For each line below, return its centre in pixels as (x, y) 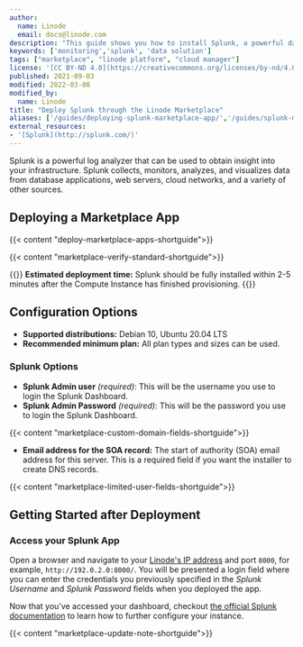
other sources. (37, 189)
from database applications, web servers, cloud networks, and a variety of (148, 179)
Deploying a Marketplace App (95, 218)
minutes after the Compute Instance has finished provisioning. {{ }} (133, 284)
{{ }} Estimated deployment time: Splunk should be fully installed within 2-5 (150, 274)
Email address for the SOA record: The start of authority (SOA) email (151, 450)
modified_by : (34, 93)
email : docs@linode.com (62, 34)
